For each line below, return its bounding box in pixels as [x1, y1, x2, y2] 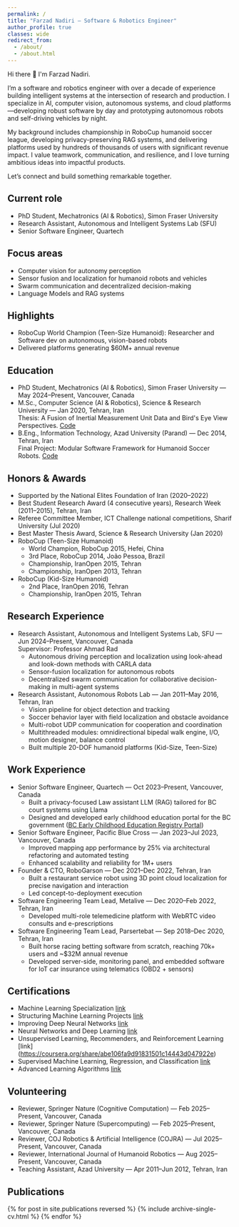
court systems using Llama [28, 805, 108, 814]
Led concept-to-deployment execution [28, 889, 143, 897]
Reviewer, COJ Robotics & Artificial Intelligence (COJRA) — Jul [17, 1135, 203, 1144]
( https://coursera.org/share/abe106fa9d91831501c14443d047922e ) [17, 1049, 216, 1058]
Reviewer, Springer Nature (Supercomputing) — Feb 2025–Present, [17, 1119, 216, 1128]
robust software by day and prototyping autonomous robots [47, 106, 223, 115]
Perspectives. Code [17, 422, 76, 430]
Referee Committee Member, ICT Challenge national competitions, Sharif [17, 514, 232, 522]
